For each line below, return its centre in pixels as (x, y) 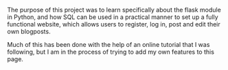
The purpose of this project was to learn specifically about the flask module (114, 10)
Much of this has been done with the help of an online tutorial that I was (109, 45)
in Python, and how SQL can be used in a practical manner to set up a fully (113, 17)
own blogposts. (29, 31)
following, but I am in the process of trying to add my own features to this (111, 52)
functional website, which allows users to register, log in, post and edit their (114, 24)
